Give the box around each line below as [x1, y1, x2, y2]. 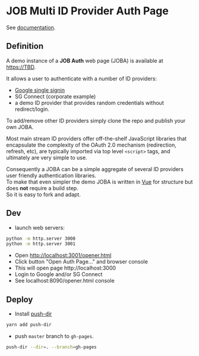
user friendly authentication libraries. [6, 172, 97, 179]
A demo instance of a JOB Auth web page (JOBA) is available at [6, 57, 163, 64]
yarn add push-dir [6, 322, 52, 328]
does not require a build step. [6, 184, 78, 191]
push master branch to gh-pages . [14, 333, 94, 339]
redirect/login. [14, 106, 49, 113]
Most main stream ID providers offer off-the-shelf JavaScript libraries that [6, 135, 187, 142]
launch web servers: [14, 224, 65, 231]
